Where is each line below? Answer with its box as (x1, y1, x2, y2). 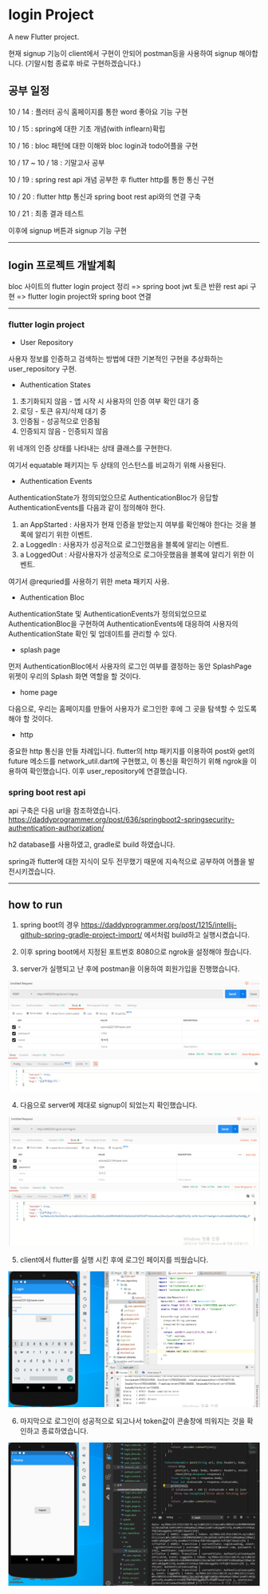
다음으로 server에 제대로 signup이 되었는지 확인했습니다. (19, 1100, 198, 1109)
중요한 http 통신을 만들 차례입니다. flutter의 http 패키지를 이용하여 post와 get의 (8, 746, 255, 755)
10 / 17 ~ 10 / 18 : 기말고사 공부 (8, 157, 105, 167)
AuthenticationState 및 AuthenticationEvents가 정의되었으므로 (8, 609, 207, 618)
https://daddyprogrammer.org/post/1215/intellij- (81, 920, 238, 930)
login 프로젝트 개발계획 (8, 259, 116, 272)
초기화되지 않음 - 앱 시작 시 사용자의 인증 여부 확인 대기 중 (19, 396, 199, 406)
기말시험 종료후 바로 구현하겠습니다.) (27, 58, 141, 68)
